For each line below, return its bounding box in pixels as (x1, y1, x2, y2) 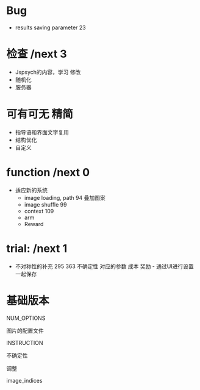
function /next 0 (6, 166, 90, 179)
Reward (24, 220, 44, 227)
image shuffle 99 (24, 200, 67, 208)
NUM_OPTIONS (6, 314, 46, 322)
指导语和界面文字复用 (15, 129, 69, 136)
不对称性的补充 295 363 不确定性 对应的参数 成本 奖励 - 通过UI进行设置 (15, 263, 194, 270)
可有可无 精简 (6, 107, 73, 121)
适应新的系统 (15, 186, 48, 194)
